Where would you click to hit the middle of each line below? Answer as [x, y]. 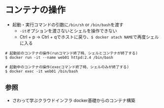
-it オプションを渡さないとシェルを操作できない [68, 30]
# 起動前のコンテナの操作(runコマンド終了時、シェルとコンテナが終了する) [71, 53]
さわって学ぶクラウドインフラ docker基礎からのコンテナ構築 [74, 100]
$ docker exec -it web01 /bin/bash [42, 71]
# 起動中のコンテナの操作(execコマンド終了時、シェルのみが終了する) [67, 67]
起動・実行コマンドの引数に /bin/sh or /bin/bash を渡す [68, 25]
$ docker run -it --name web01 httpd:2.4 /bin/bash [59, 57]
